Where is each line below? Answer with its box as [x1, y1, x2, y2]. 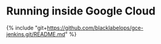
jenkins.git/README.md [6, 30, 65, 37]
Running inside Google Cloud [6, 4, 156, 18]
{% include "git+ [6, 24, 47, 31]
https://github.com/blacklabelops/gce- [47, 24, 143, 31]
